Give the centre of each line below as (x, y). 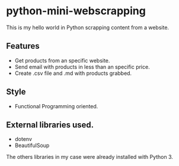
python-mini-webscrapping (76, 11)
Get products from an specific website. (62, 60)
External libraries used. (50, 125)
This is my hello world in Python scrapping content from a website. (88, 27)
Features (23, 46)
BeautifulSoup (32, 145)
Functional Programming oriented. (56, 106)
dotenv (23, 139)
